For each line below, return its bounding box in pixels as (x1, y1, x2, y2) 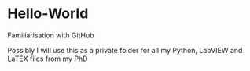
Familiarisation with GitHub (7, 30, 95, 40)
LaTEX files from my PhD (7, 54, 88, 63)
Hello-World (7, 5, 89, 23)
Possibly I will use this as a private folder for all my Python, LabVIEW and (7, 45, 243, 55)
